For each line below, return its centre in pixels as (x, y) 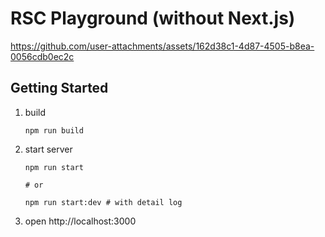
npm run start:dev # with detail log (103, 202)
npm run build (54, 130)
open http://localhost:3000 (80, 221)
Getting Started (59, 88)
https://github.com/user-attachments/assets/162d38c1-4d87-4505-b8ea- (162, 46)
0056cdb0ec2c (42, 56)
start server (48, 149)
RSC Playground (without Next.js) (153, 18)
